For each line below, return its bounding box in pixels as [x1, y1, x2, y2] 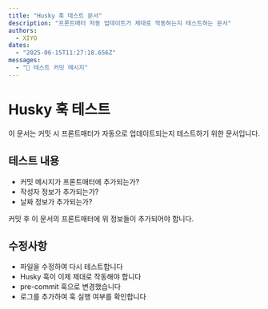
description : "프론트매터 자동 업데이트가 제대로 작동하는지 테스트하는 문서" [8, 19, 232, 27]
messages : [8, 57, 42, 65]
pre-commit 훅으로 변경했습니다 [19, 282, 122, 291]
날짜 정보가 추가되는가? [19, 196, 93, 206]
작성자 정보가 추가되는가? [19, 187, 99, 196]
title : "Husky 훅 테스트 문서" [8, 11, 102, 20]
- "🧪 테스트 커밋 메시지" [15, 64, 89, 72]
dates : [8, 42, 30, 50]
